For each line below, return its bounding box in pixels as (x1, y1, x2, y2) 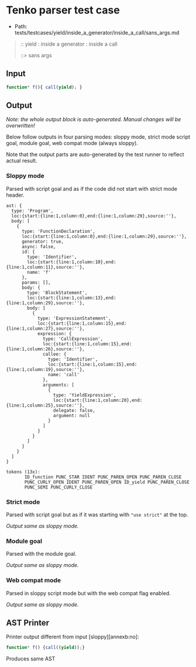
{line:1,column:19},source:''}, (6, 366, 85, 372)
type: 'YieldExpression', (53, 392, 116, 398)
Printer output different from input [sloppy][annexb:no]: (6, 633, 139, 641)
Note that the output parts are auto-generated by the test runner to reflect (6, 151, 184, 158)
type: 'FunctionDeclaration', (21, 228, 95, 234)
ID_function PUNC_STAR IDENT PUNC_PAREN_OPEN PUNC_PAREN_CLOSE (24, 474, 182, 480)
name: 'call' (47, 372, 80, 377)
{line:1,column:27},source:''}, (6, 325, 85, 331)
